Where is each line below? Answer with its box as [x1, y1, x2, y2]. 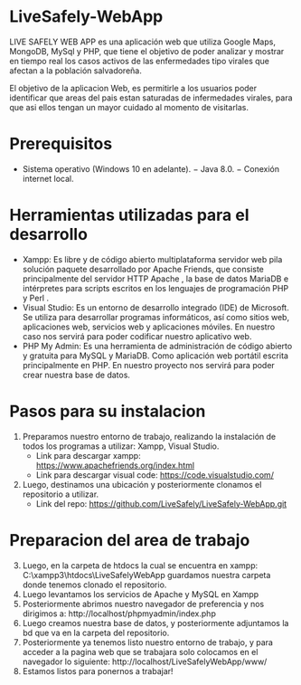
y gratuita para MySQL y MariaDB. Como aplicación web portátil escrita [22, 350, 289, 361]
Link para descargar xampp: [35, 450, 142, 461]
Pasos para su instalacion [9, 401, 206, 422]
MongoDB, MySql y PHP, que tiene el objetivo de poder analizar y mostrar [9, 45, 285, 56]
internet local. [22, 173, 74, 184]
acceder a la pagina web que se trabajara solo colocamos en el [22, 646, 259, 657]
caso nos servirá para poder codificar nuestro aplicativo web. [22, 330, 252, 341]
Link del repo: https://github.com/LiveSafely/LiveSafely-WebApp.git [35, 498, 287, 509]
